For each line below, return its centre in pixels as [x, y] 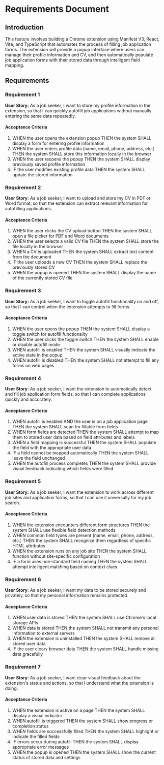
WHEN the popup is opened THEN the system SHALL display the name [84, 273]
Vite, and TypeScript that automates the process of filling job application [78, 44]
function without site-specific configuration [56, 556]
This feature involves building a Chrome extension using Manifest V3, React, [82, 39]
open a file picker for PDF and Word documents [60, 236]
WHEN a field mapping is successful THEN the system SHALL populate [84, 443]
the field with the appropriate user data [52, 448]
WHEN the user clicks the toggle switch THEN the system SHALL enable [85, 339]
